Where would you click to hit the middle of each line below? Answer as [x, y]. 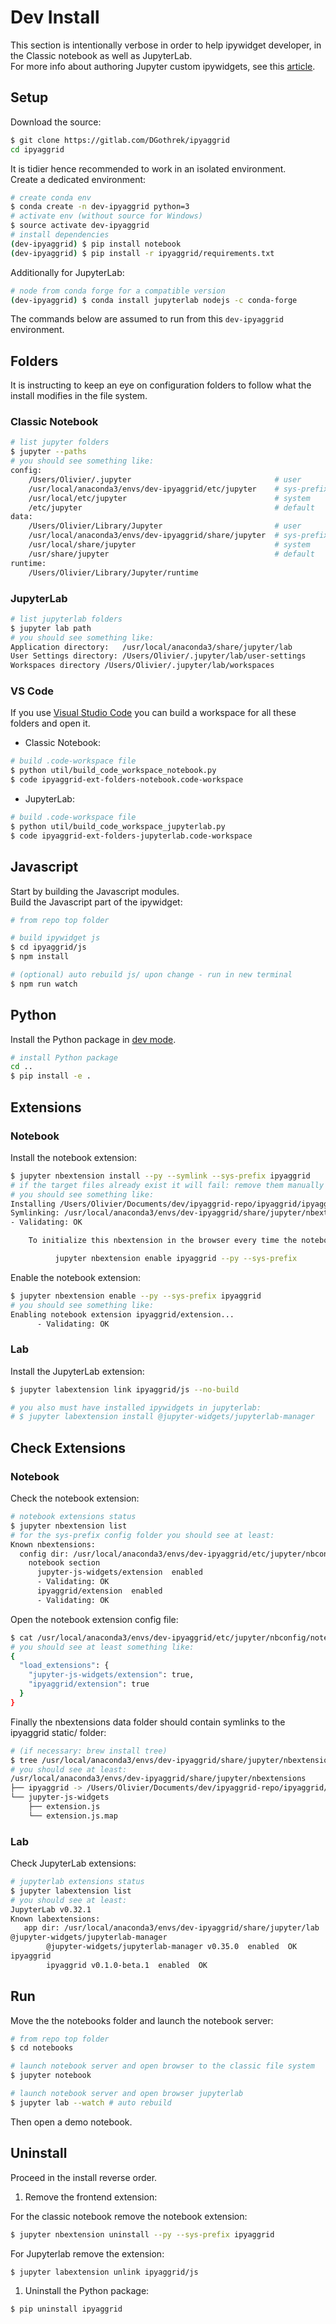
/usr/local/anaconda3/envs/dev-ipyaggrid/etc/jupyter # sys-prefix [178, 489]
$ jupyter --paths [48, 452]
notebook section [64, 1563]
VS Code [32, 691]
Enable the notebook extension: [75, 1277]
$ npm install [40, 957]
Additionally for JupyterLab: [67, 272]
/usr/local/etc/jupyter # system [169, 498]
